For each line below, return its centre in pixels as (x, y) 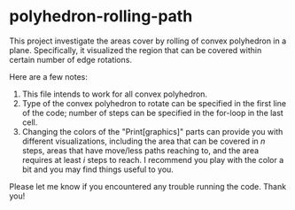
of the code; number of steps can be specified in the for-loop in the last (152, 113)
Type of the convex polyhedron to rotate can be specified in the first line (154, 103)
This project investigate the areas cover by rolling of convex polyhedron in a (148, 41)
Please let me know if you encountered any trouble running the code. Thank (147, 186)
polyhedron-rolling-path (101, 16)
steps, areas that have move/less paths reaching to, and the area (140, 150)
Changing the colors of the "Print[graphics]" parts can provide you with (152, 131)
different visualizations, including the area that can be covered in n (144, 141)
